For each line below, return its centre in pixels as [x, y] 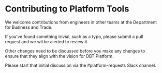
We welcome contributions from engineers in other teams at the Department [81, 22]
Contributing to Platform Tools [67, 9]
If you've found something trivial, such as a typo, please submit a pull [74, 36]
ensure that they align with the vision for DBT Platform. [59, 56]
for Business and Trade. [29, 27]
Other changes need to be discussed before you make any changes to [75, 51]
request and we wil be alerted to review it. [47, 41]
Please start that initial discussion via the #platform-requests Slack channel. [81, 65]
